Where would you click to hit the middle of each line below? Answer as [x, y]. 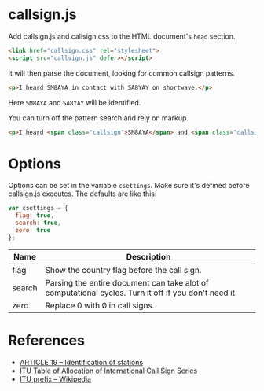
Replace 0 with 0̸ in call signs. [100, 305]
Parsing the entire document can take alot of [127, 282]
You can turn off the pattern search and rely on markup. [99, 118]
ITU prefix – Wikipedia [55, 378]
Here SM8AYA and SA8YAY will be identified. [75, 102]
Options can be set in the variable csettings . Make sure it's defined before [129, 186]
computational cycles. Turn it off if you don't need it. [141, 293]
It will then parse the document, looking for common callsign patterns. [122, 73]
